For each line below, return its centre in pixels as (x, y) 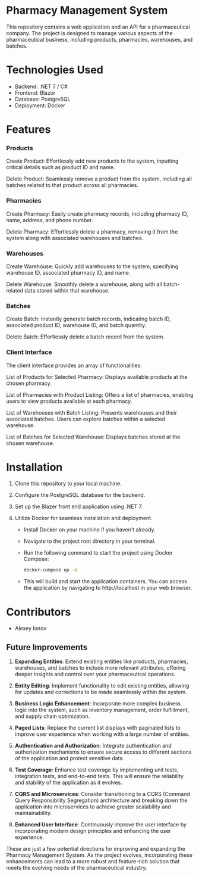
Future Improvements (47, 647)
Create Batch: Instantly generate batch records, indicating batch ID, (89, 319)
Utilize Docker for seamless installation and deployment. (83, 518)
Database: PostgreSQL (42, 99)
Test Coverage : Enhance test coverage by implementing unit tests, (97, 770)
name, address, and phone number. (50, 220)
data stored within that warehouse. (67, 290)
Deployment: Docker (40, 105)
